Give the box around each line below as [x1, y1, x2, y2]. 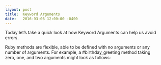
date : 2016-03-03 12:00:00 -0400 [5, 16, 78, 21]
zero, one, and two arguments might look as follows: [5, 55, 111, 61]
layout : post [5, 7, 32, 12]
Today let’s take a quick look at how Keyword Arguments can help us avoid [5, 30, 156, 36]
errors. [5, 35, 19, 41]
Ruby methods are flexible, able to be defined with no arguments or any [5, 44, 150, 50]
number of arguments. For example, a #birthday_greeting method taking [5, 49, 151, 55]
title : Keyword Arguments [5, 12, 60, 17]
